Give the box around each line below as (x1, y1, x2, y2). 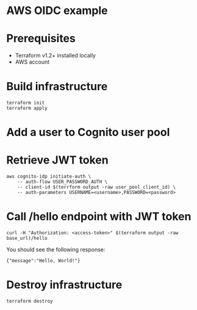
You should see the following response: (6, 246, 106, 253)
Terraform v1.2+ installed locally (15, 52, 96, 59)
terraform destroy (6, 298, 53, 305)
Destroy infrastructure (6, 278, 123, 292)
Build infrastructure (6, 80, 108, 93)
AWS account (15, 59, 50, 66)
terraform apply (6, 105, 48, 112)
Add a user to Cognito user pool (6, 126, 170, 139)
